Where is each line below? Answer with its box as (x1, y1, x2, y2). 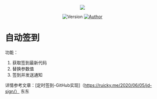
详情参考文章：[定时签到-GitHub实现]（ (5, 82, 85, 88)
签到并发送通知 (12, 72, 43, 78)
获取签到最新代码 (12, 59, 47, 65)
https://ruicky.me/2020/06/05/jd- (84, 82, 152, 88)
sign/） (5, 88, 20, 94)
